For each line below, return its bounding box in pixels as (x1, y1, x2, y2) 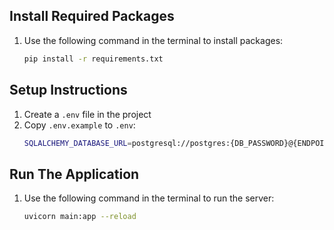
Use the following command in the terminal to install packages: (23, 34, 284, 46)
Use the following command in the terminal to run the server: (23, 192, 275, 204)
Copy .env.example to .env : (23, 119, 136, 131)
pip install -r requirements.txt (23, 54, 164, 64)
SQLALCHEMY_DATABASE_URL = (23, 138, 132, 148)
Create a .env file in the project (23, 108, 152, 120)
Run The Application (9, 165, 140, 183)
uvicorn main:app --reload (23, 212, 137, 222)
